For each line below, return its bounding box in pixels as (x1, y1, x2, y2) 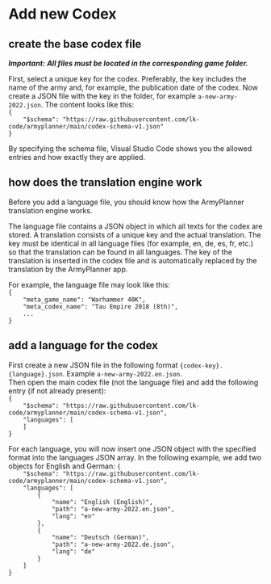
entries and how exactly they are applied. (8, 153, 146, 162)
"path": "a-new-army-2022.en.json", (51, 505, 175, 513)
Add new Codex (8, 5, 117, 23)
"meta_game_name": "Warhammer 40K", (23, 296, 147, 304)
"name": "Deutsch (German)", (51, 533, 150, 541)
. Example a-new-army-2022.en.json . (62, 368, 183, 378)
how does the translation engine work (8, 175, 202, 190)
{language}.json (8, 370, 63, 378)
